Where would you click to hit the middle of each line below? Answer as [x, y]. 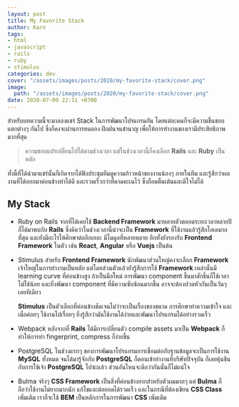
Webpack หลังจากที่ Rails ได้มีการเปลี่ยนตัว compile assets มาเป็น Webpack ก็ [121, 328]
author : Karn [27, 27]
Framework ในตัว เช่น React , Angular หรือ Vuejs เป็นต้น [95, 245]
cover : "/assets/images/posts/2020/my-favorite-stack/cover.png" [106, 80]
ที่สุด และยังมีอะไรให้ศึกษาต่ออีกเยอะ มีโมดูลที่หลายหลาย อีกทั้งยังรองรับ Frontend [115, 237]
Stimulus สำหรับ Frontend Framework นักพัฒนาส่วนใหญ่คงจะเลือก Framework [123, 260]
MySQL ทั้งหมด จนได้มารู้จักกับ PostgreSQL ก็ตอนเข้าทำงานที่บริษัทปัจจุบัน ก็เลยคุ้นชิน [124, 358]
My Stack [29, 204]
